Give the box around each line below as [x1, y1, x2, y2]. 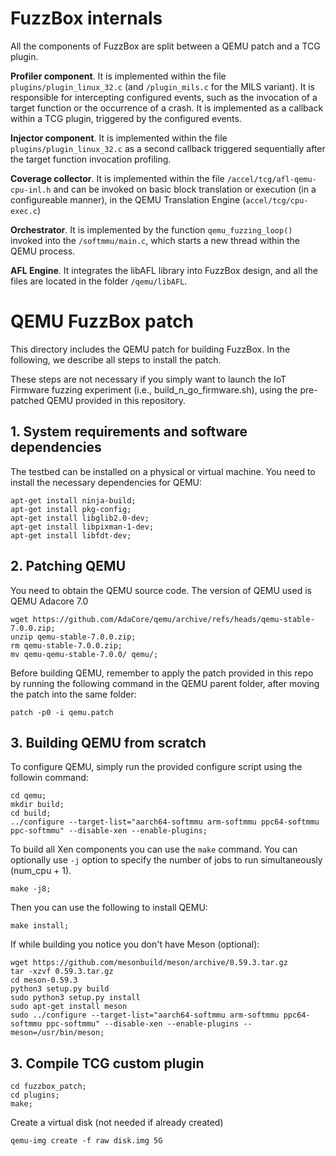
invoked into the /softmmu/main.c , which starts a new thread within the [10, 234, 301, 246]
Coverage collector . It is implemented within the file [10, 172, 225, 184]
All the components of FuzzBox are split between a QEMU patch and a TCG [10, 40, 321, 52]
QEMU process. [10, 245, 76, 257]
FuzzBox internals [10, 7, 163, 30]
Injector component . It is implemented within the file [10, 132, 228, 144]
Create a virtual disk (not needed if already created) [10, 1117, 224, 1129]
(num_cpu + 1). [10, 865, 72, 877]
